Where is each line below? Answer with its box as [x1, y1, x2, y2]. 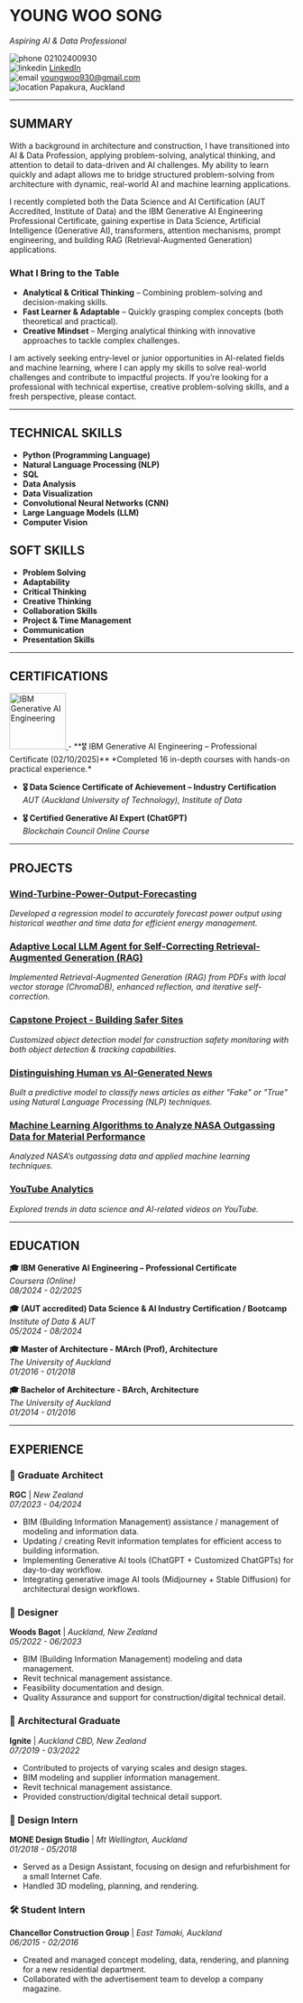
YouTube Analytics [9, 1183, 95, 1196]
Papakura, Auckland [50, 81, 125, 92]
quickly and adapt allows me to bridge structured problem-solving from [9, 169, 275, 180]
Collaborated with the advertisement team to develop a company [22, 1974, 264, 1985]
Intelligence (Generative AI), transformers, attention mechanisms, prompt [9, 225, 281, 236]
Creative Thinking [22, 595, 92, 606]
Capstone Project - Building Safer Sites [9, 1013, 184, 1026]
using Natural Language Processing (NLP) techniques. [9, 1096, 213, 1107]
